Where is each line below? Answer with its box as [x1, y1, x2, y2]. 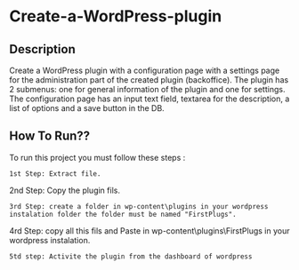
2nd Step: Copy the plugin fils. [9, 185, 120, 195]
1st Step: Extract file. [9, 169, 101, 179]
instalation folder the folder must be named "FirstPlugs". [9, 210, 238, 218]
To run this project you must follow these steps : [9, 152, 186, 163]
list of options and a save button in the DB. [9, 103, 165, 113]
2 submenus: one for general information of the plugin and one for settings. [9, 84, 286, 94]
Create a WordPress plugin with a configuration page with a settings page [9, 65, 280, 75]
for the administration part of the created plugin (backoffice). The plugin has [9, 75, 289, 85]
